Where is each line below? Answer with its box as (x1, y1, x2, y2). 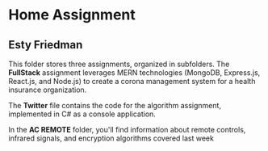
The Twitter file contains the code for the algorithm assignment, (8, 101, 222, 110)
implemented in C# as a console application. (8, 109, 156, 119)
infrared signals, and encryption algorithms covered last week (8, 133, 214, 143)
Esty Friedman (8, 38, 83, 52)
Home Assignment (8, 6, 136, 24)
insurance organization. (8, 85, 87, 94)
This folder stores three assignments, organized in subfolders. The (8, 59, 230, 69)
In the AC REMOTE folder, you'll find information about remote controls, (8, 125, 246, 134)
